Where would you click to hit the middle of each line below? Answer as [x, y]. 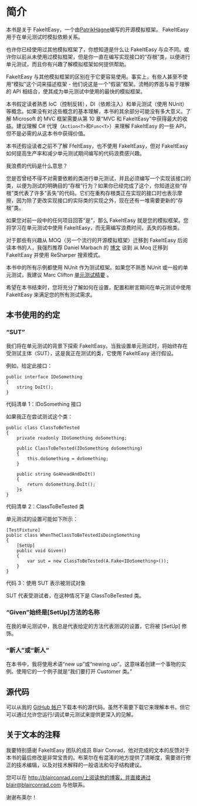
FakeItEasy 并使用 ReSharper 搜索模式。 [55, 255]
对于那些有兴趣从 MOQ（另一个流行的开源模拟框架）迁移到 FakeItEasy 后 [94, 240]
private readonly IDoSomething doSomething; [72, 438]
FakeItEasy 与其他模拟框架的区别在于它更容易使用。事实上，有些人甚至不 [94, 77]
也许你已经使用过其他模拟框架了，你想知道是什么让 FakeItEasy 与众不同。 [95, 49]
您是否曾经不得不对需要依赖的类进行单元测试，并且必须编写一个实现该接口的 [98, 178]
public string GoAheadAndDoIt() [56, 474]
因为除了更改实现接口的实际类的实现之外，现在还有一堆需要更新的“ [97, 200]
